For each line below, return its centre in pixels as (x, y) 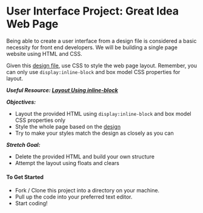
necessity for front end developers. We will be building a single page (92, 47)
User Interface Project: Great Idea (92, 11)
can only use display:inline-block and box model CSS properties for (93, 72)
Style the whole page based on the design (68, 126)
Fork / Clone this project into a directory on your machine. (87, 191)
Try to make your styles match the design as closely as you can (94, 133)
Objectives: (21, 102)
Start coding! (31, 203)
